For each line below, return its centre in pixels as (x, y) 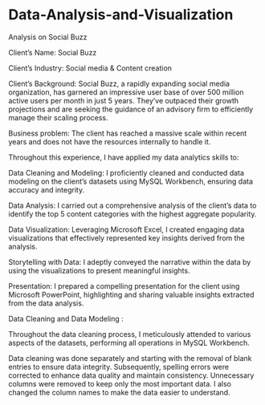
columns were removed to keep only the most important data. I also (120, 383)
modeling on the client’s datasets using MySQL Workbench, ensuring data (131, 181)
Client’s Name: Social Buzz (53, 52)
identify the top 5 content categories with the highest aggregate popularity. (132, 213)
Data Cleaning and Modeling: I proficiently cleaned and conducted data (126, 172)
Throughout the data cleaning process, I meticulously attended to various (130, 334)
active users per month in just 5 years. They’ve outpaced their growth (124, 100)
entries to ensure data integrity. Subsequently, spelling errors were (119, 367)
